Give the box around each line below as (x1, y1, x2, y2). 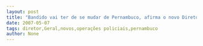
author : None (6, 31, 39, 37)
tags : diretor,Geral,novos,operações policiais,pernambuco (6, 25, 158, 32)
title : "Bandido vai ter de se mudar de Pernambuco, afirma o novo (6, 14, 180, 20)
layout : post (6, 8, 39, 15)
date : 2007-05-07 (6, 20, 50, 26)
